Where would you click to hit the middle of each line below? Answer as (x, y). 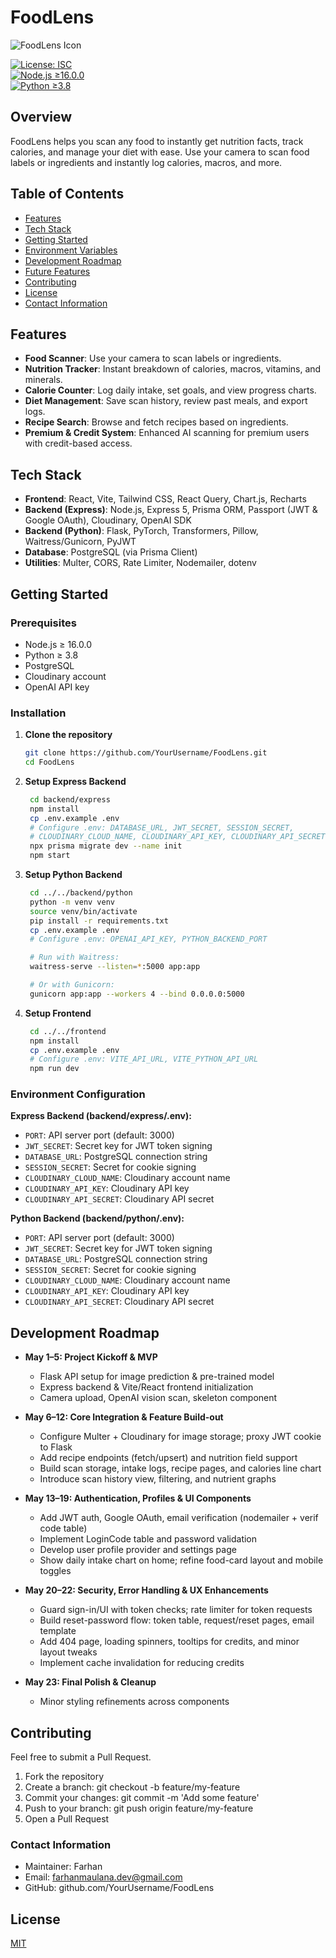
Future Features (57, 271)
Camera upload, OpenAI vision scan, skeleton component (158, 1398)
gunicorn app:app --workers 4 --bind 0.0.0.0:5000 (137, 994)
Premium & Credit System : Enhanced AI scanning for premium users (167, 433)
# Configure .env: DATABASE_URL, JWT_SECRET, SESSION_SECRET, (162, 827)
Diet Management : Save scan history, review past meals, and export (166, 401)
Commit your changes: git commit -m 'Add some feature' (142, 1798)
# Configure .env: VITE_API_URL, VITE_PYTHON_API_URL (144, 1059)
